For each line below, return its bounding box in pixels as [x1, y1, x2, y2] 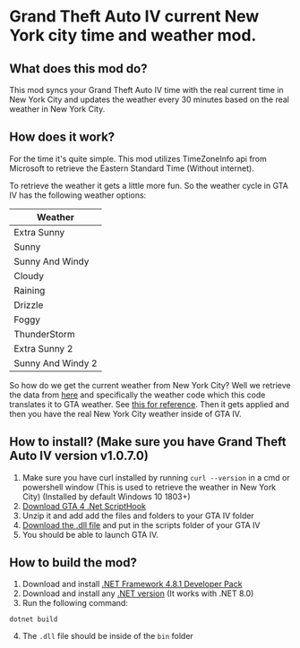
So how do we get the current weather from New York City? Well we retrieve [9, 379, 291, 390]
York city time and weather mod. [9, 25, 257, 46]
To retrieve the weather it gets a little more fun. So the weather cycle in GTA [9, 180, 288, 191]
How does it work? [9, 130, 116, 145]
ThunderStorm [13, 328, 76, 340]
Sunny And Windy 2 [13, 356, 98, 369]
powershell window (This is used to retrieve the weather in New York [21, 482, 277, 492]
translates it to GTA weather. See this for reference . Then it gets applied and [9, 398, 289, 409]
